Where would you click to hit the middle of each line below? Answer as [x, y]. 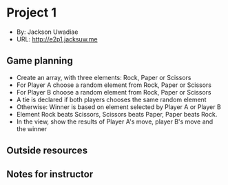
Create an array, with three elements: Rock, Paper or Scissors [104, 77]
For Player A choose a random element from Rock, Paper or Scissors [114, 85]
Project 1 [31, 13]
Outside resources [47, 151]
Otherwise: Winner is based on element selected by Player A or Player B [118, 107]
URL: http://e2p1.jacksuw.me [57, 39]
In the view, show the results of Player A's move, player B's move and [115, 121]
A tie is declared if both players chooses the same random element [112, 99]
